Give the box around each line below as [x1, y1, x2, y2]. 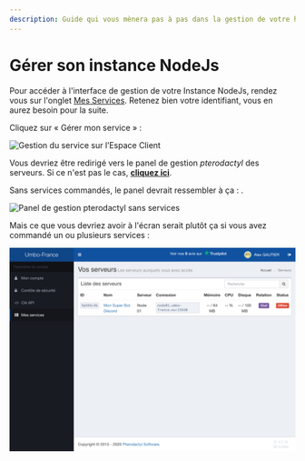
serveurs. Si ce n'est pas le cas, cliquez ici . [9, 166, 172, 177]
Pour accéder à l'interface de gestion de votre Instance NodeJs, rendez [9, 85, 278, 95]
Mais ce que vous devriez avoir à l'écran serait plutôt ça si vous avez [9, 219, 267, 231]
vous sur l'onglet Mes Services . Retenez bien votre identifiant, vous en [9, 95, 273, 105]
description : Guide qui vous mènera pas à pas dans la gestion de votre [9, 15, 290, 24]
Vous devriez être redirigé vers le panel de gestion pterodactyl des [9, 157, 260, 168]
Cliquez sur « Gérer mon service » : [9, 122, 143, 133]
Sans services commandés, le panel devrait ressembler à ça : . [9, 185, 244, 195]
